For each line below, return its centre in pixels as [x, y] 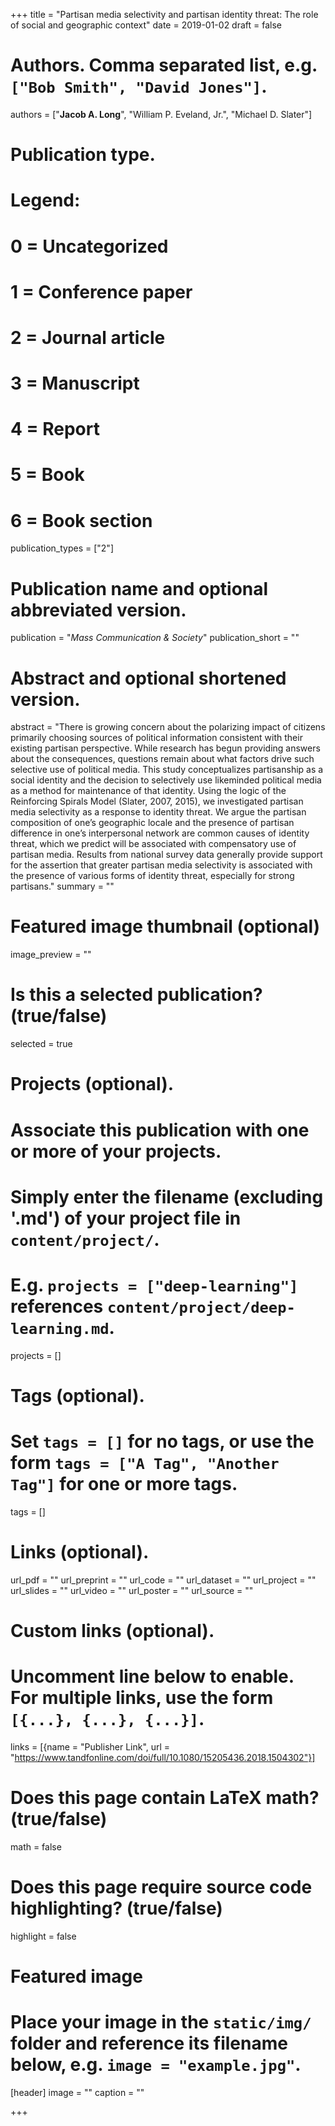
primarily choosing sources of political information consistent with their [156, 738]
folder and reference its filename [149, 2043]
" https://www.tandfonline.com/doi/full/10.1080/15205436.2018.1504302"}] [163, 1757]
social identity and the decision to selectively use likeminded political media [166, 780]
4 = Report [55, 429]
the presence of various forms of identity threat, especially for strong [152, 876]
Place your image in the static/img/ [161, 2022]
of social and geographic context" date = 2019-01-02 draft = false [146, 25]
